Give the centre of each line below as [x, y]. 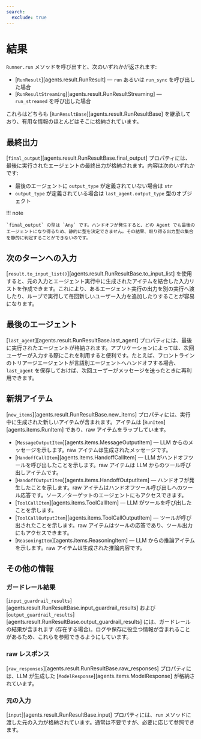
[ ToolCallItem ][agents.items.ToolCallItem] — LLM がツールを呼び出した [103, 502]
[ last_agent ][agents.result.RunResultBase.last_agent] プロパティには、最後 [99, 340]
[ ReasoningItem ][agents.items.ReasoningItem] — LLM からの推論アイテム [105, 540]
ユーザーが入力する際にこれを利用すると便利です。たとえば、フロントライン [100, 355]
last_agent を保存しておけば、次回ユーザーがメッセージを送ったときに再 [97, 370]
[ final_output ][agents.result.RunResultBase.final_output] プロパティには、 [98, 158]
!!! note [15, 213]
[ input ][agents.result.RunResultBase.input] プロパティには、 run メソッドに [99, 714]
